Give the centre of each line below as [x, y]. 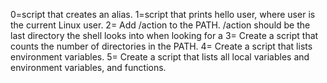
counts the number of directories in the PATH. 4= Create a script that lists [161, 46]
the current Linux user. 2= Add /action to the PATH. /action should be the [160, 25]
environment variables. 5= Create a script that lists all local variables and [160, 57]
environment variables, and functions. [88, 67]
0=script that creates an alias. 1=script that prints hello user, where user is [163, 14]
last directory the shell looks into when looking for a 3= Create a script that [164, 35]
